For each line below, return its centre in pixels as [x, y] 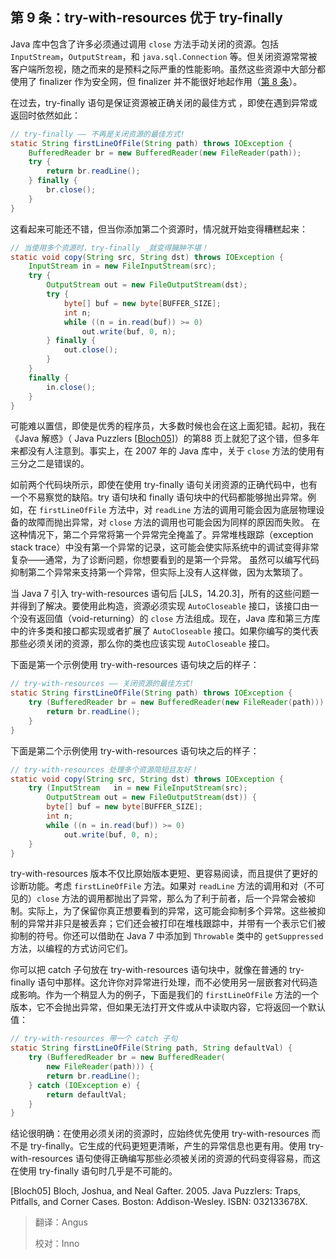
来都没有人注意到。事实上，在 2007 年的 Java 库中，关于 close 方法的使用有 [167, 451]
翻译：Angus [61, 1222]
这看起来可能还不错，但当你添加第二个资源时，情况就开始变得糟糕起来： [159, 229]
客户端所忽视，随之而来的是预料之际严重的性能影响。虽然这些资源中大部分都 [168, 69]
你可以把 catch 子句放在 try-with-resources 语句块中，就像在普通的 [149, 970]
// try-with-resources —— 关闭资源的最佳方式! [102, 684]
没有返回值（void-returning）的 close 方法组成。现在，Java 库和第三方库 [169, 619]
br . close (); [71, 190]
